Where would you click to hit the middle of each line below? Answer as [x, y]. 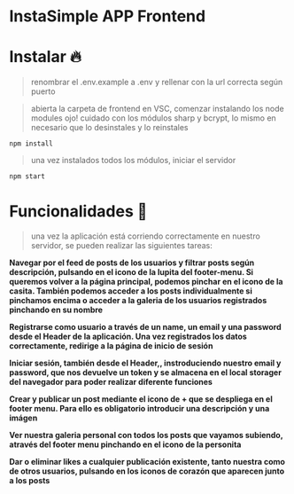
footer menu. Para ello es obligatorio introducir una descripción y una [139, 409]
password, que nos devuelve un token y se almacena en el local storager [145, 372]
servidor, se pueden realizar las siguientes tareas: [121, 246]
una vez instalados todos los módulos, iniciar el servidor [133, 161]
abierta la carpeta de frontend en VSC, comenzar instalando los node [158, 109]
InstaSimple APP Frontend [108, 16]
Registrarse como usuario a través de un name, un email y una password [145, 327]
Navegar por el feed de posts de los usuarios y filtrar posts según [132, 263]
